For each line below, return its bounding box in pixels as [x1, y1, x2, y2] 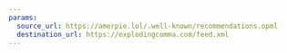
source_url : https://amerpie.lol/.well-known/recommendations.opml [16, 22, 279, 31]
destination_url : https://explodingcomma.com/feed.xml [16, 30, 230, 39]
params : [8, 13, 38, 22]
